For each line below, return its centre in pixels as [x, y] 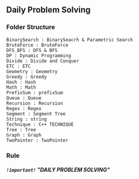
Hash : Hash [21, 82]
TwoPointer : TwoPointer [37, 140]
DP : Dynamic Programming [39, 56]
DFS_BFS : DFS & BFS [32, 50]
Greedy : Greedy [26, 77]
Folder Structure [31, 27]
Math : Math [21, 87]
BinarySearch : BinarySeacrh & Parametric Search [70, 40]
